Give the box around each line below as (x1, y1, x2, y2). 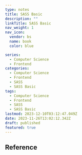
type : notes (5, 7, 29, 12)
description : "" (5, 16, 38, 21)
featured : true (5, 125, 36, 130)
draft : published (5, 120, 41, 125)
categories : (5, 66, 29, 71)
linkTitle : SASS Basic (5, 21, 51, 26)
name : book (9, 39, 32, 44)
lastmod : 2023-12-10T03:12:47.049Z (5, 111, 78, 116)
